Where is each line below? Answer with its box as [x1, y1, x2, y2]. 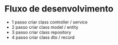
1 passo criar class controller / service [11, 19, 88, 25]
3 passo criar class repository [11, 29, 71, 35]
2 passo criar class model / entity [11, 24, 79, 30]
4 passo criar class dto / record [11, 34, 75, 40]
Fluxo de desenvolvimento [4, 3, 114, 14]
